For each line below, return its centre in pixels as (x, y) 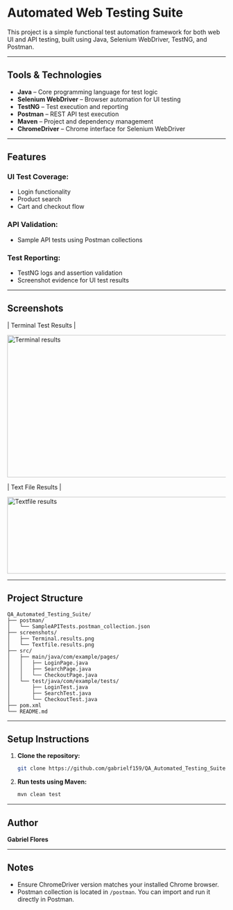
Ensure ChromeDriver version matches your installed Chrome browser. (118, 884)
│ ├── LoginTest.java (48, 687)
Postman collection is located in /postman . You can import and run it (113, 892)
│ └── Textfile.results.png (51, 644)
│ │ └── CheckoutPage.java (52, 675)
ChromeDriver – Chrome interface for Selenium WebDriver (101, 128)
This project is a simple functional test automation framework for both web (114, 32)
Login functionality (44, 192)
